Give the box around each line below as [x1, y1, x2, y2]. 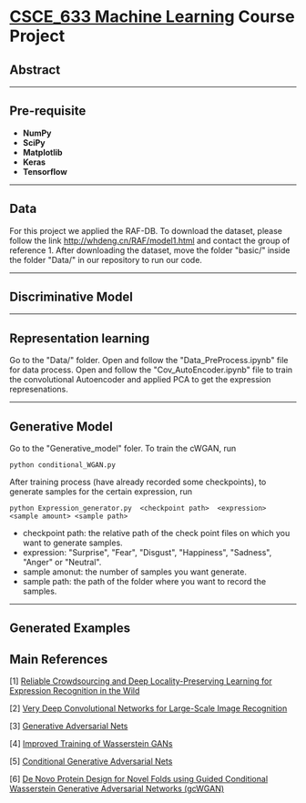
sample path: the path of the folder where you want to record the [22, 576, 267, 587]
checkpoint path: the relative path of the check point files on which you [22, 528, 291, 539]
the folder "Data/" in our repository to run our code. [9, 254, 203, 265]
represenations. [9, 384, 68, 395]
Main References [9, 651, 108, 666]
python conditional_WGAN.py [9, 461, 117, 470]
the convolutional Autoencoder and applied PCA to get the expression [9, 374, 271, 385]
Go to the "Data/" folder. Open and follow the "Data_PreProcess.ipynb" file [9, 355, 289, 366]
